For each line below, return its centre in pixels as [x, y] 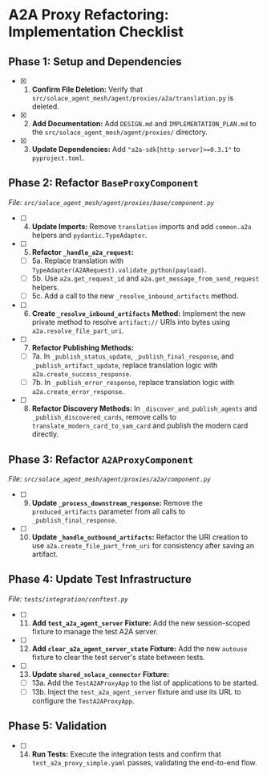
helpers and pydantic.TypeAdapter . [89, 235]
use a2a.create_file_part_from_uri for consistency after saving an [143, 545]
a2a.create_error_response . [78, 392]
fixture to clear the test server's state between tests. [119, 657]
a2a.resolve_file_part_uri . [78, 330]
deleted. [46, 107]
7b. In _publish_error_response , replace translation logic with [133, 383]
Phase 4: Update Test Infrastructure [100, 579]
